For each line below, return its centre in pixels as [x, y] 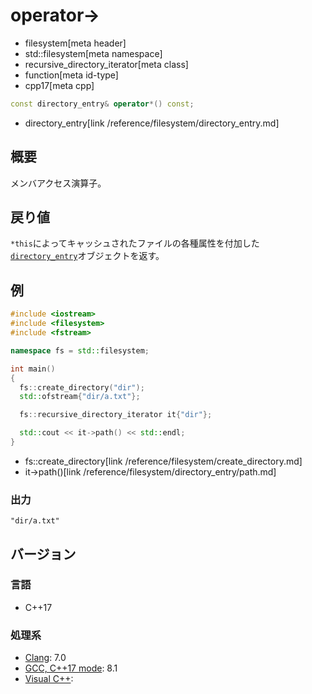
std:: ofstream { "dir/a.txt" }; [80, 397]
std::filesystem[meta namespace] [93, 53]
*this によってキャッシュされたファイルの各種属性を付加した [135, 243]
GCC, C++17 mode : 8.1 [71, 668]
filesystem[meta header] [75, 43]
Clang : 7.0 [45, 658]
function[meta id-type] [71, 75]
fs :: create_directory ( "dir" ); [82, 387]
